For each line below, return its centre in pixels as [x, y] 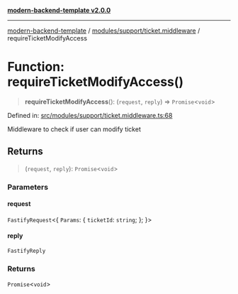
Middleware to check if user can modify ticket [74, 129]
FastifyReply [27, 251]
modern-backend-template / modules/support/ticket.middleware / [104, 31]
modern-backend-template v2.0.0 [59, 10]
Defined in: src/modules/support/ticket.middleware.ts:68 [90, 115]
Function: [36, 67]
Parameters [28, 187]
